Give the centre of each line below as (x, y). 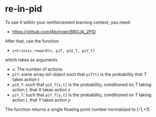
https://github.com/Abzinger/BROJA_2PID (54, 31)
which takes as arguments (31, 59)
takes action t (26, 79)
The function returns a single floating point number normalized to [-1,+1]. (78, 109)
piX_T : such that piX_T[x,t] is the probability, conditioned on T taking (82, 84)
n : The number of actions (37, 69)
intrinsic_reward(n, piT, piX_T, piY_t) (53, 51)
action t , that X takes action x (41, 89)
